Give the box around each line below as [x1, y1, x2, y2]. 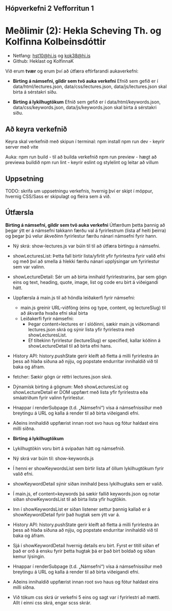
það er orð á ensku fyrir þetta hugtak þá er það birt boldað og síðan [12, 548, 156, 554]
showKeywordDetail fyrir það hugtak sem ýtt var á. [12, 511, 121, 517]
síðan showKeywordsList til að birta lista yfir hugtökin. [12, 496, 127, 502]
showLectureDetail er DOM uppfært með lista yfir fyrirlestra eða [12, 389, 148, 395]
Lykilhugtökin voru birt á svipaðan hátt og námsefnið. [12, 445, 125, 452]
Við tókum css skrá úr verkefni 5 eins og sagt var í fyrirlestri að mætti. [12, 594, 160, 600]
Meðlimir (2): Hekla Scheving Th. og [5, 25, 162, 37]
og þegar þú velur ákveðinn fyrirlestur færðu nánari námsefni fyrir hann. [5, 232, 158, 239]
